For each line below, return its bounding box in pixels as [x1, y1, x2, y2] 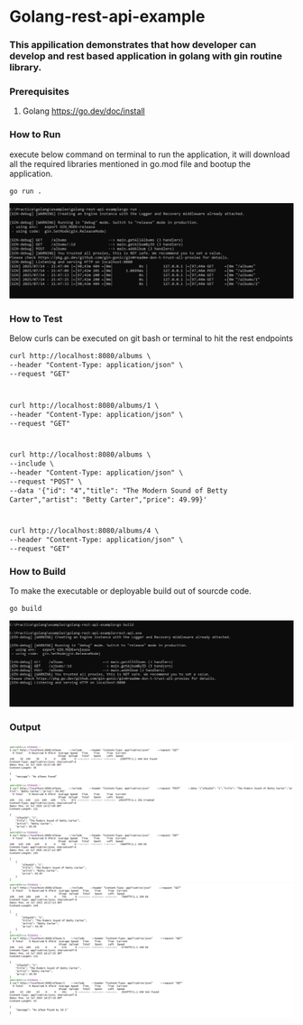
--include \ [9, 458, 54, 468]
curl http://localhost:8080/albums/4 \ [9, 526, 160, 535]
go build [9, 605, 42, 614]
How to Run [9, 128, 61, 141]
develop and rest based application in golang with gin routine [9, 50, 282, 62]
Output [9, 721, 41, 734]
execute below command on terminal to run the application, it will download [9, 149, 290, 160]
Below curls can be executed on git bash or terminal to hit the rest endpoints [9, 333, 293, 344]
